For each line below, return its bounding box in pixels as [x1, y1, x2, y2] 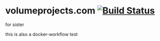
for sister [5, 21, 25, 27]
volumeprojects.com [5, 5, 96, 16]
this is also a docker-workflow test [5, 31, 78, 37]
